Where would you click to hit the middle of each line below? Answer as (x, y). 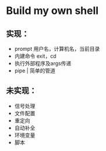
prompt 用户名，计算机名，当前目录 (57, 49)
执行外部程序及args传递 (43, 63)
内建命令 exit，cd (35, 56)
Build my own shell (52, 11)
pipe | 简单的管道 (35, 71)
